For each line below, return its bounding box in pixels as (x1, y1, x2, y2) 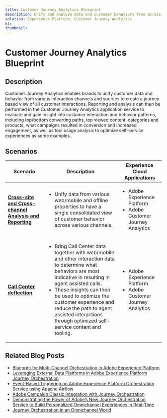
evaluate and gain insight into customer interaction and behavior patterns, (5, 112, 157, 118)
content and (73, 323, 101, 330)
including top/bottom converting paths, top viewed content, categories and (5, 117, 159, 123)
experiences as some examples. (5, 133, 71, 139)
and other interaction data (54, 255, 115, 262)
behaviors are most (54, 268, 99, 275)
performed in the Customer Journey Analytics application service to (5, 106, 145, 112)
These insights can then (54, 286, 111, 293)
